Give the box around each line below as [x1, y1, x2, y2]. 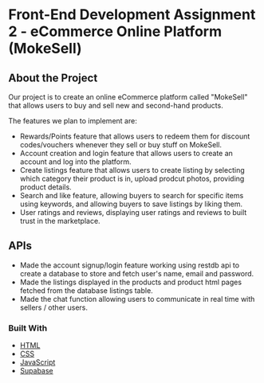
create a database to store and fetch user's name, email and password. [19, 268, 254, 278]
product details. [19, 182, 72, 192]
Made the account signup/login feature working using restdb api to [19, 260, 240, 270]
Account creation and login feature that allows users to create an [19, 149, 234, 158]
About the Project [8, 71, 98, 84]
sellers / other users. [19, 303, 89, 312]
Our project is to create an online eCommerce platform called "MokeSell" [8, 92, 248, 101]
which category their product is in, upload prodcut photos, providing [19, 174, 245, 183]
